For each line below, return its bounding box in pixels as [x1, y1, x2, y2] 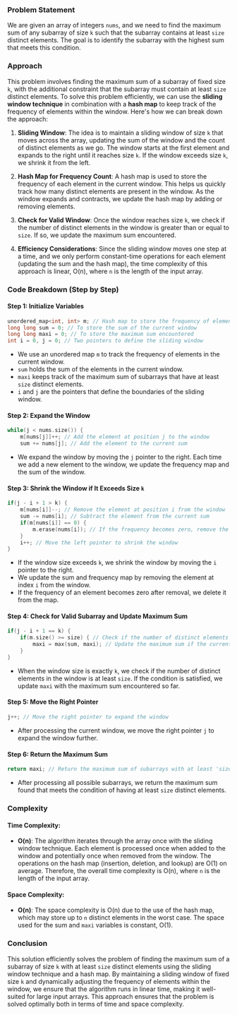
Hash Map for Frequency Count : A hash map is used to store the [17, 172, 207, 181]
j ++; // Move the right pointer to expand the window [7, 714, 169, 721]
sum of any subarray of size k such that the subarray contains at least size [7, 28, 224, 37]
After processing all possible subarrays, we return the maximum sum [17, 778, 218, 786]
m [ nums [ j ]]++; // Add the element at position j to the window [20, 433, 210, 440]
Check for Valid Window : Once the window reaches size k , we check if [17, 215, 226, 224]
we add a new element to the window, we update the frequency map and [17, 460, 229, 469]
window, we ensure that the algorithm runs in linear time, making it [7, 985, 200, 993]
